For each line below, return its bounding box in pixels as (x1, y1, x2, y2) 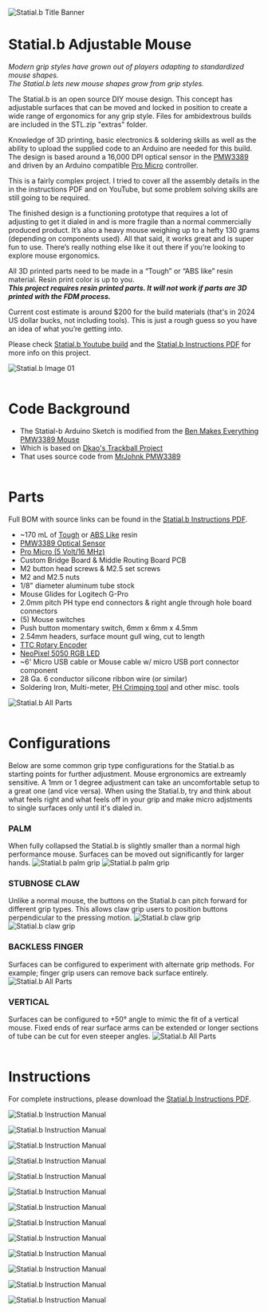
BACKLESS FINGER (8, 941, 84, 952)
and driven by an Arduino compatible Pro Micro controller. (8, 160, 199, 170)
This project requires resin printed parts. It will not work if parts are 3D (8, 283, 247, 293)
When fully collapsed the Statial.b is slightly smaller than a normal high (8, 841, 241, 851)
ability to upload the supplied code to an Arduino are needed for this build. (8, 144, 253, 153)
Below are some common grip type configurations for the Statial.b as (8, 760, 235, 770)
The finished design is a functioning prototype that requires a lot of (8, 208, 229, 218)
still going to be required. (8, 192, 90, 203)
